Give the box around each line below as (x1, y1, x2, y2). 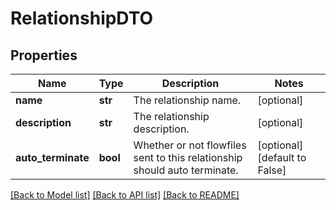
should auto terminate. (133, 163, 239, 177)
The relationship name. (133, 93, 242, 107)
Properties (10, 47, 78, 64)
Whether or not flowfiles (133, 138, 247, 152)
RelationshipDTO (10, 7, 154, 30)
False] (257, 163, 287, 177)
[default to (257, 151, 307, 164)
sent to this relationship (133, 151, 243, 164)
